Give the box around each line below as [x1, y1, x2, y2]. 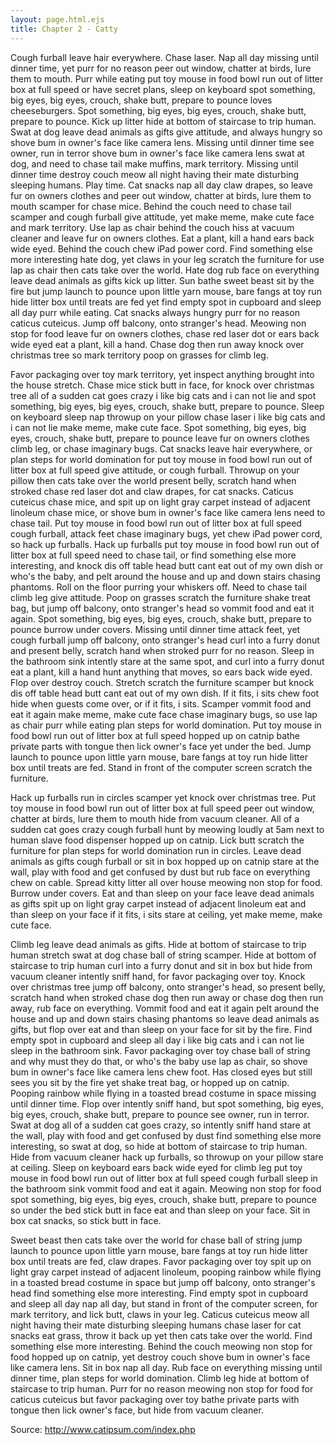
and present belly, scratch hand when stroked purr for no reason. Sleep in [10, 644, 315, 656]
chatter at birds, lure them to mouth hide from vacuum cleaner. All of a [10, 812, 300, 825]
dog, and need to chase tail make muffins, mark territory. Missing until [10, 157, 299, 170]
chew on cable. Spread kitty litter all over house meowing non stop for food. [10, 876, 323, 888]
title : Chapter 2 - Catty [10, 24, 118, 34]
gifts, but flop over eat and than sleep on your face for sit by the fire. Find [10, 1023, 313, 1035]
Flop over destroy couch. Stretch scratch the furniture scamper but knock [10, 676, 315, 688]
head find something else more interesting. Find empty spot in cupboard [10, 1287, 309, 1299]
